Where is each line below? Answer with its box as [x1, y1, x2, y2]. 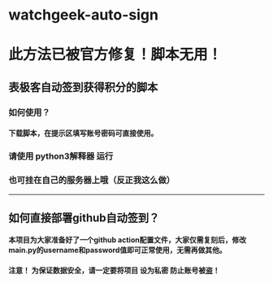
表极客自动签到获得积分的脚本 [8, 80, 158, 94]
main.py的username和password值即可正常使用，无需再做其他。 [8, 246, 227, 255]
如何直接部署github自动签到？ [8, 211, 160, 224]
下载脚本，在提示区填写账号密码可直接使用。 [8, 128, 158, 138]
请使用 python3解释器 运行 [8, 150, 114, 162]
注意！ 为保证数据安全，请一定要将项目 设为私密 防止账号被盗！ [8, 266, 220, 276]
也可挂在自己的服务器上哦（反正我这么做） [8, 175, 175, 186]
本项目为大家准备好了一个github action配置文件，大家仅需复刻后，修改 [8, 235, 246, 245]
